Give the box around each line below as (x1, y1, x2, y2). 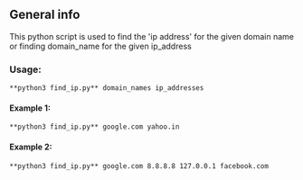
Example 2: (9, 141, 52, 152)
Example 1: (9, 103, 52, 113)
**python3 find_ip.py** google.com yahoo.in (9, 122, 180, 131)
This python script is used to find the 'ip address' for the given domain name (9, 31, 295, 41)
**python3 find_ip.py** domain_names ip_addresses (9, 84, 204, 93)
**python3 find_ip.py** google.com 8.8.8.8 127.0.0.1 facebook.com (9, 161, 270, 170)
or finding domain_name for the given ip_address (9, 40, 192, 51)
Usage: (9, 63, 43, 76)
